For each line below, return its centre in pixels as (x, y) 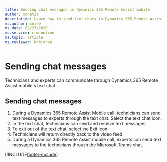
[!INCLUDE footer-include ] (32, 154)
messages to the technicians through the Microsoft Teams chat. (78, 145)
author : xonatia (22, 14)
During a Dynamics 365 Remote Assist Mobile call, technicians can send (86, 113)
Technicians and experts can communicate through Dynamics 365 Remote (82, 80)
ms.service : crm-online (30, 33)
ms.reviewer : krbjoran (29, 42)
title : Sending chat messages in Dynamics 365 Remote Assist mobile (78, 10)
